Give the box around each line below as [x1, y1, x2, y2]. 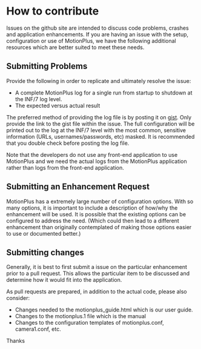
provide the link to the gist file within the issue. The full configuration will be [6, 120, 195, 127]
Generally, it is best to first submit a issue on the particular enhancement [6, 264, 188, 271]
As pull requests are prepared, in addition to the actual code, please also [6, 288, 187, 295]
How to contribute [6, 4, 99, 18]
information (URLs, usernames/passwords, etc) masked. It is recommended [6, 133, 195, 140]
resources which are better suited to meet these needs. [6, 44, 145, 51]
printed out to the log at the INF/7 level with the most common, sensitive [6, 126, 186, 134]
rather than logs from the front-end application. [6, 164, 124, 171]
